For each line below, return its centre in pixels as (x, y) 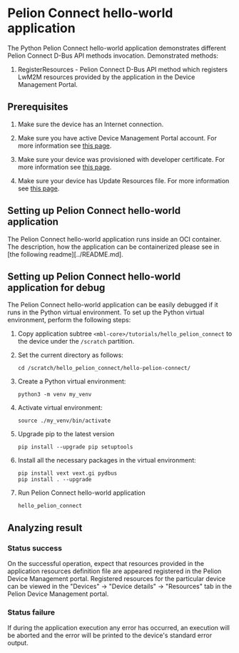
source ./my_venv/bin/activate (64, 421)
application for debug (56, 288)
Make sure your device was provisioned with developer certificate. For (121, 159)
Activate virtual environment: (60, 408)
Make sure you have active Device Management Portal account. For (117, 138)
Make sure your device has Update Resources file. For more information (123, 180)
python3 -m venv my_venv (55, 395)
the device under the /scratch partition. (76, 341)
